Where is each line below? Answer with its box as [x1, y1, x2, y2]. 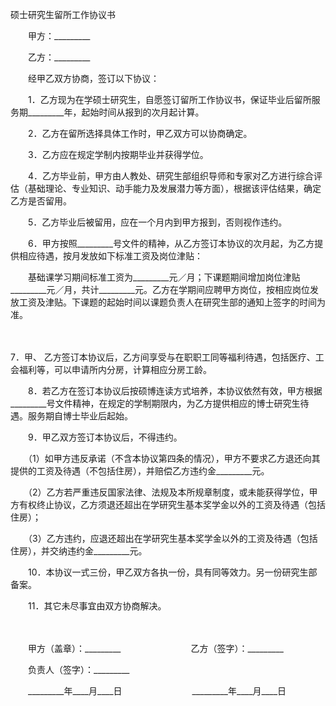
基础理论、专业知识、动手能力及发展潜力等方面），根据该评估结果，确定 [27, 183, 322, 194]
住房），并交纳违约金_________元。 [10, 545, 143, 557]
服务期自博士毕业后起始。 [27, 410, 129, 422]
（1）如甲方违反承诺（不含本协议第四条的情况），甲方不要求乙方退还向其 [27, 453, 321, 464]
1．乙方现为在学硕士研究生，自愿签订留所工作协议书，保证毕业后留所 [27, 94, 312, 105]
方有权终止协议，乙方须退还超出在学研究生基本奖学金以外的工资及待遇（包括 [10, 499, 326, 510]
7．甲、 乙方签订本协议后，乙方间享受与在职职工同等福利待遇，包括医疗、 [10, 351, 316, 363]
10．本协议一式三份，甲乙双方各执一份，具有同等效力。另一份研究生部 [27, 566, 318, 578]
